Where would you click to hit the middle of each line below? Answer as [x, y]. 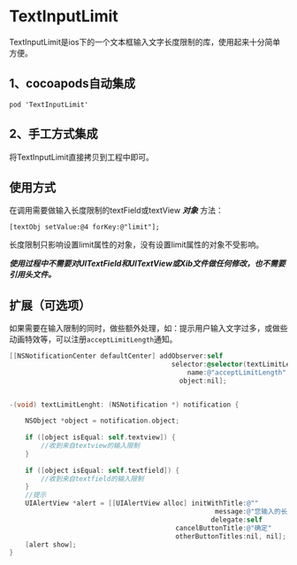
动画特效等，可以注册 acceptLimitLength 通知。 [93, 339]
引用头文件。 [32, 275]
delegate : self [237, 520]
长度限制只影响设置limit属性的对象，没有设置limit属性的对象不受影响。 [137, 244]
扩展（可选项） [50, 305]
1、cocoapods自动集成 [72, 84]
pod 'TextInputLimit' [49, 104]
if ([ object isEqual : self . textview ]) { [100, 437]
